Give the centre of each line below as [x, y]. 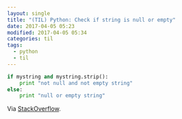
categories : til [30, 39]
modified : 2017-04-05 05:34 [47, 32]
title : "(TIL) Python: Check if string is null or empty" [91, 20]
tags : [15, 45]
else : [15, 90]
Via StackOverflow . [34, 109]
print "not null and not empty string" [76, 83]
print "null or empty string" [63, 96]
